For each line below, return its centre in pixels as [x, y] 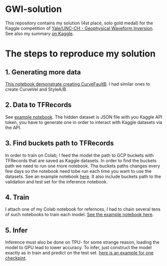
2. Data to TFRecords [38, 105]
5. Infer [16, 230]
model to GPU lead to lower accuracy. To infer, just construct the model [79, 248]
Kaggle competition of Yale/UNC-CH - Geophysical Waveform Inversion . [80, 28]
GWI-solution [34, 9]
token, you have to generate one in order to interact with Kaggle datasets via [84, 122]
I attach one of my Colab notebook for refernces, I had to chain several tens [83, 209]
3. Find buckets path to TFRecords [60, 143]
